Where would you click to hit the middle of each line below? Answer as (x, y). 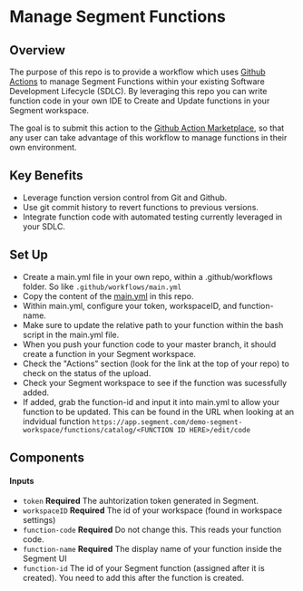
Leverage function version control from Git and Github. (125, 198)
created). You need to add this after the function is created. (133, 578)
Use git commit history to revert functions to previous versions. (140, 207)
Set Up (29, 255)
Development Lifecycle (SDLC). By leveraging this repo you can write (138, 91)
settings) (39, 520)
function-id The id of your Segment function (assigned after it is (143, 568)
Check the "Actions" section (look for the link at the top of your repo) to (156, 363)
